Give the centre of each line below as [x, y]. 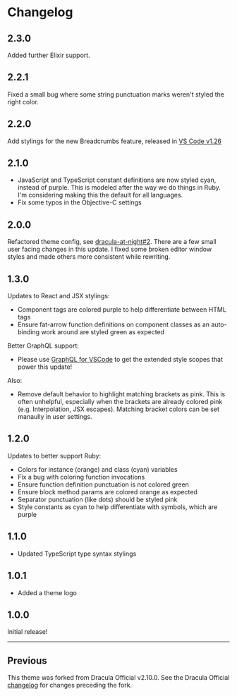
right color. [23, 102]
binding [29, 332]
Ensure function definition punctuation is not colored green [103, 484]
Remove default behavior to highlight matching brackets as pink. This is [121, 394]
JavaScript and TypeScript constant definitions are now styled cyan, [117, 180]
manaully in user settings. [55, 417]
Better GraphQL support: [43, 346]
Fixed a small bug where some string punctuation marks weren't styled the [116, 94]
